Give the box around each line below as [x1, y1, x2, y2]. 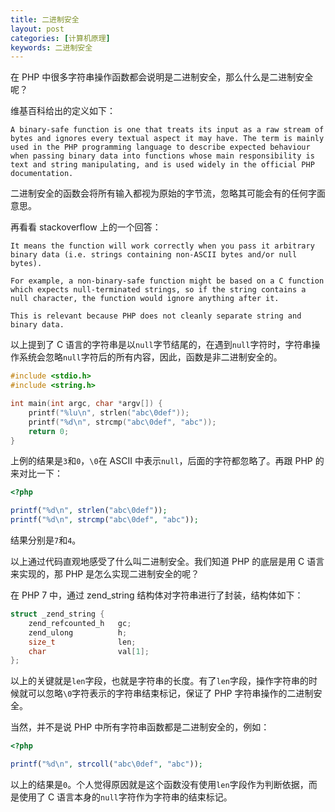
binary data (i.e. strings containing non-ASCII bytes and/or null [10, 250, 298, 260]
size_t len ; [28, 637, 137, 647]
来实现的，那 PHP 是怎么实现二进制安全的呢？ [10, 568, 200, 580]
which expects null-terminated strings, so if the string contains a [10, 285, 307, 295]
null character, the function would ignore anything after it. [10, 294, 280, 304]
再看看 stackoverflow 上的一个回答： [10, 221, 162, 233]
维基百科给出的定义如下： [10, 105, 116, 117]
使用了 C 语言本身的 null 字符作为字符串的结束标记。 [18, 791, 233, 803]
